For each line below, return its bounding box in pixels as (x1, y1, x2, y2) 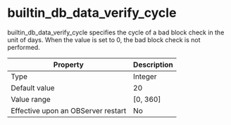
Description (132, 60, 174, 70)
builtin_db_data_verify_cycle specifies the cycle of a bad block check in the (7, 28, 225, 37)
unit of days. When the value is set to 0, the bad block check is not (7, 35, 201, 44)
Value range (11, 94, 51, 104)
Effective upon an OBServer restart (11, 105, 127, 115)
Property (53, 60, 85, 70)
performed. (7, 43, 40, 51)
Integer (132, 72, 157, 81)
